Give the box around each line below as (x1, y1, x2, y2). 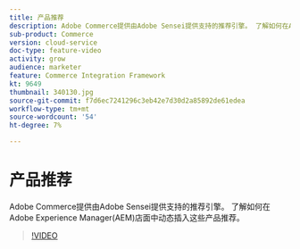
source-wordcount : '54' (9, 112, 98, 121)
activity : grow (9, 54, 66, 63)
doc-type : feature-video (9, 46, 102, 55)
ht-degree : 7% (9, 121, 62, 130)
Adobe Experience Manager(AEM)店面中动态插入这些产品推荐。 (9, 212, 246, 223)
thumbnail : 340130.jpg (9, 87, 94, 96)
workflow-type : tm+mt (9, 104, 90, 113)
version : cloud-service (9, 37, 98, 47)
